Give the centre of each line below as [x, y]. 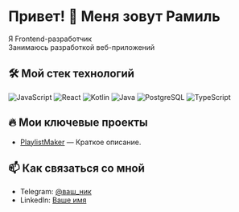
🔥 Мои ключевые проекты [78, 123]
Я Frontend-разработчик [50, 39]
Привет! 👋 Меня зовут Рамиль [114, 17]
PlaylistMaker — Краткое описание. [80, 142]
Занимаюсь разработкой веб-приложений [82, 47]
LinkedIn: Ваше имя [53, 200]
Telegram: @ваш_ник [56, 192]
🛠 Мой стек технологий [72, 74]
